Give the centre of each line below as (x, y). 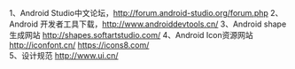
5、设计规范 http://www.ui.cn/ (64, 55)
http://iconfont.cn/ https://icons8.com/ (79, 45)
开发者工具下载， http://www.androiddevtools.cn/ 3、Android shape (163, 24)
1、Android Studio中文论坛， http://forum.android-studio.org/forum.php (139, 13)
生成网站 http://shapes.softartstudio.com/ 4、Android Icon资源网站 (132, 35)
